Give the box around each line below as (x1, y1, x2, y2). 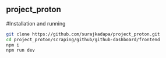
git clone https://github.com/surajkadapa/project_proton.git (6, 31, 160, 37)
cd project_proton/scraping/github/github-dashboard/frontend (6, 37, 160, 42)
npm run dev (6, 48, 35, 53)
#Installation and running (6, 20, 66, 27)
